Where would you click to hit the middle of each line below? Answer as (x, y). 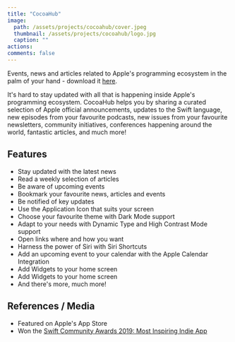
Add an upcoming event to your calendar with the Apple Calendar (113, 254)
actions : (20, 47)
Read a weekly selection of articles (68, 179)
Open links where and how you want (71, 239)
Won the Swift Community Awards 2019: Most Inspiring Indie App (112, 331)
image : (17, 20)
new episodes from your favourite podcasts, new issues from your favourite (117, 117)
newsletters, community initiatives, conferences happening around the (110, 124)
